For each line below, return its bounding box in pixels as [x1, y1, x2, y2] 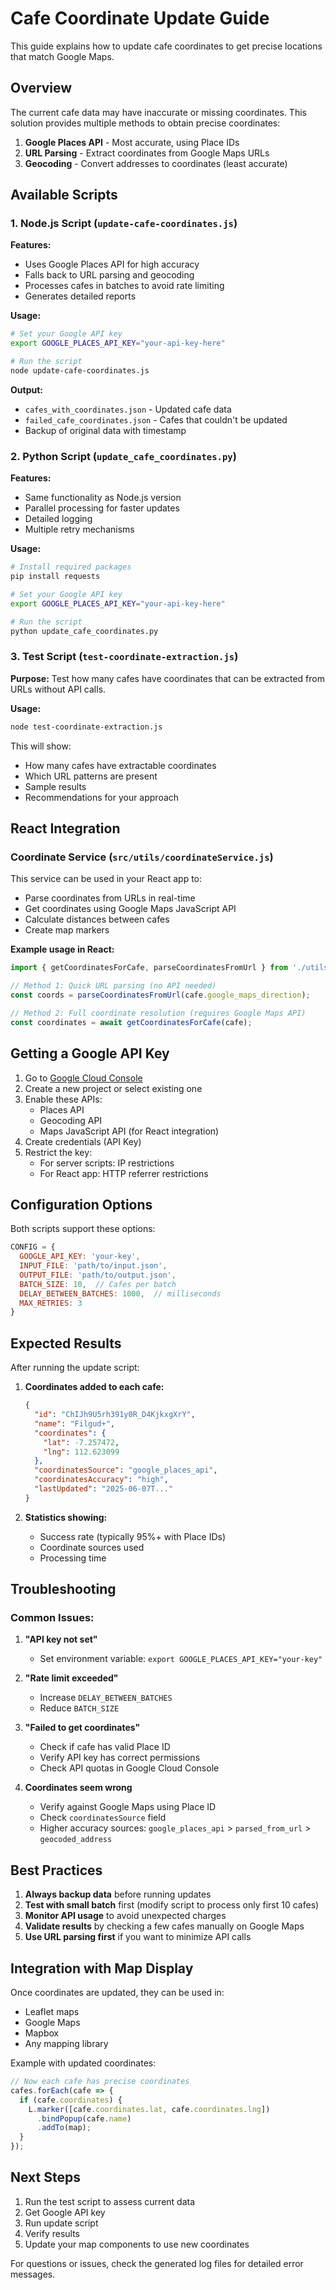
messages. [10, 2268, 56, 2280]
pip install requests [10, 572, 101, 582]
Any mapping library [24, 2038, 109, 2050]
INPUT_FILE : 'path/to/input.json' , [19, 1261, 168, 1271]
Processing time [39, 1552, 107, 1564]
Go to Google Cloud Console [24, 1072, 143, 1084]
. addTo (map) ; [36, 2123, 92, 2133]
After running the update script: [10, 1362, 140, 1374]
